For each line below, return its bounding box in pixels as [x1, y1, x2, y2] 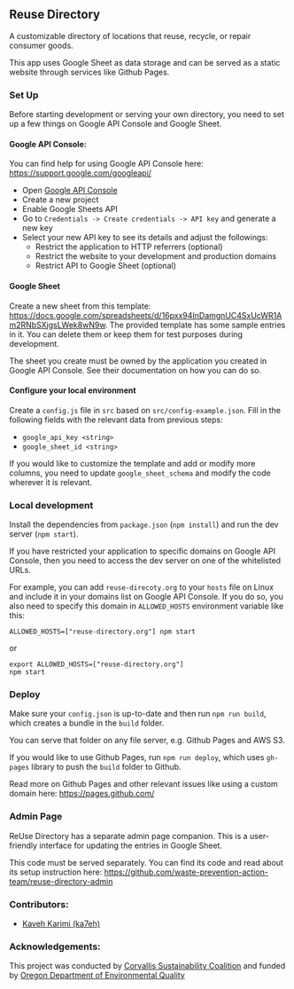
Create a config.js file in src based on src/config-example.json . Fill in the [9, 404, 282, 415]
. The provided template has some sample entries [104, 319, 286, 330]
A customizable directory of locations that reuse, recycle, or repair [9, 30, 251, 41]
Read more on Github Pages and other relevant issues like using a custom [9, 779, 279, 789]
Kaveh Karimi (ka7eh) [21, 918, 100, 929]
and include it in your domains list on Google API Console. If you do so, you [9, 592, 283, 602]
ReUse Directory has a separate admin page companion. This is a [9, 830, 248, 841]
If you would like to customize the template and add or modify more [9, 458, 256, 468]
